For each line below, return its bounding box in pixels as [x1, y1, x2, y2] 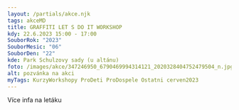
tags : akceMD [7, 17, 46, 24]
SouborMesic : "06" [7, 43, 62, 50]
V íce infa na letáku [7, 96, 62, 104]
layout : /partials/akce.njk [7, 10, 91, 18]
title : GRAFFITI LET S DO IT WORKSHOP [7, 23, 122, 31]
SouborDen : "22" [7, 50, 55, 57]
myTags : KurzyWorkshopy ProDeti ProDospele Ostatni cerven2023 [7, 76, 199, 84]
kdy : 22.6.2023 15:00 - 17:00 [7, 30, 97, 38]
